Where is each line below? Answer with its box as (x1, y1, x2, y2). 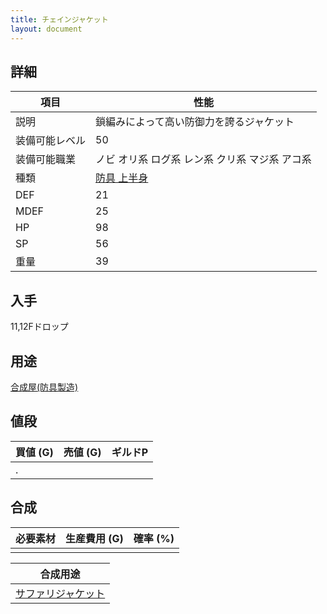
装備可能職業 (15, 152, 77, 166)
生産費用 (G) (65, 531, 124, 545)
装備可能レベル (15, 134, 87, 148)
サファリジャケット (15, 586, 106, 600)
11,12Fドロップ (10, 321, 69, 333)
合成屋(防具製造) (10, 381, 79, 393)
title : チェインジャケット (10, 14, 109, 25)
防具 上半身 (95, 171, 149, 185)
